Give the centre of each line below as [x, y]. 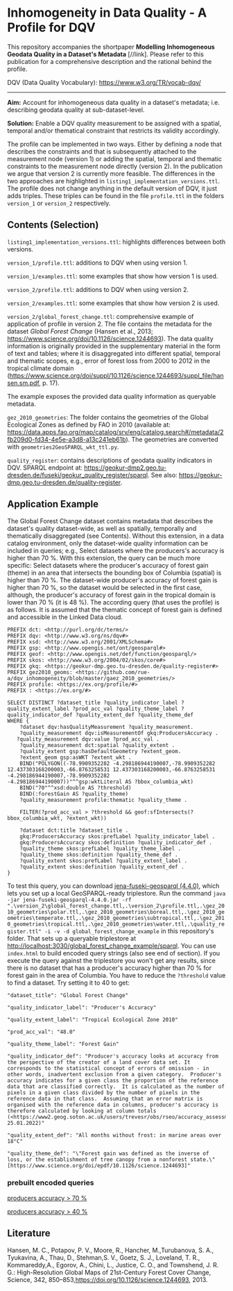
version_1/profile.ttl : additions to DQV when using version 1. [97, 263]
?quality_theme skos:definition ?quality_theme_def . [99, 855]
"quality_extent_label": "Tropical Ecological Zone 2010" [93, 1019]
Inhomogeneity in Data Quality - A [107, 13]
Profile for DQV [51, 27]
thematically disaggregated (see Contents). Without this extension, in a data [115, 536]
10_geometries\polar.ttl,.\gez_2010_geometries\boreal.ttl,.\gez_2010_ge [116, 912]
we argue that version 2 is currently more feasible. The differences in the [111, 173]
